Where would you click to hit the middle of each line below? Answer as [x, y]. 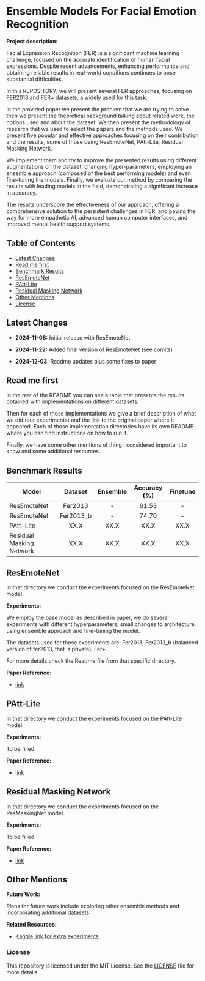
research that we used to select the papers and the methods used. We [95, 129]
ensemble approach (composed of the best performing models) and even [99, 173]
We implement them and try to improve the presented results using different [102, 160]
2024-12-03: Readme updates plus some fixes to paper [86, 361]
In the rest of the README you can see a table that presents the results [95, 395]
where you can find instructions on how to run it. [67, 433]
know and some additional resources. [53, 452]
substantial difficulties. [35, 79]
